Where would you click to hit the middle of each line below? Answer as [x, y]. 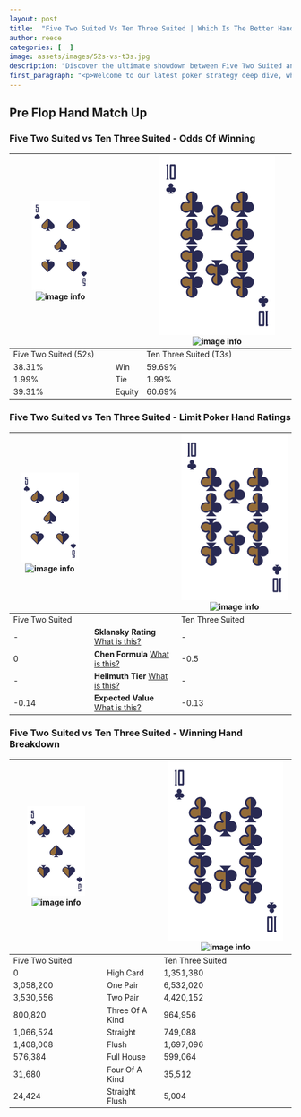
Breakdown [34, 744]
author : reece [36, 38]
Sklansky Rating [125, 632]
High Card [126, 973]
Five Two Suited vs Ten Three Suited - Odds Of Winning [133, 139]
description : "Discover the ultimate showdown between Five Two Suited [146, 66]
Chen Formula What [132, 654]
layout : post [34, 19]
